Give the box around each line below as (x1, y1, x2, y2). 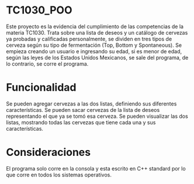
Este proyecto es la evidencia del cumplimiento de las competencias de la (6, 23, 184, 30)
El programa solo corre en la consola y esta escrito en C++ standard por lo (6, 165, 186, 172)
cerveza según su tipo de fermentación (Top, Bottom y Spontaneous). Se (6, 42, 182, 49)
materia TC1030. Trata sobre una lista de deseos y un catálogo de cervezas (6, 29, 188, 36)
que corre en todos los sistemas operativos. (6, 171, 112, 178)
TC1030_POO (6, 4, 72, 17)
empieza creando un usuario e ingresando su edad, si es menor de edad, (6, 47, 182, 54)
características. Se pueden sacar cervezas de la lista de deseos (6, 106, 160, 113)
